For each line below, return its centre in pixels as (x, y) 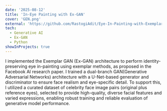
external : (15, 24)
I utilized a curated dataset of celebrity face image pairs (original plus (76, 87)
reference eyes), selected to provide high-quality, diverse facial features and (83, 93)
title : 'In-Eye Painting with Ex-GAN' (45, 14)
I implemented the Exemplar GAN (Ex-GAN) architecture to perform (74, 61)
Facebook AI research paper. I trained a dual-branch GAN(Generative (76, 71)
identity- (152, 61)
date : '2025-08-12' (25, 10)
